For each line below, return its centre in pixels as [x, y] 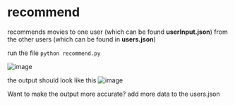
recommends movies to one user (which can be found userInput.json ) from [117, 32]
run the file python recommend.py [54, 53]
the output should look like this [52, 80]
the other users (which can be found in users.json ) [82, 39]
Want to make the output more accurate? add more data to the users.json [114, 94]
